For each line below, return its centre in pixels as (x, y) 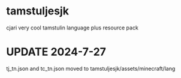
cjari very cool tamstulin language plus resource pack (73, 28)
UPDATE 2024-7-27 (56, 52)
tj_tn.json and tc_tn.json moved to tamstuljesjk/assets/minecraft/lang (91, 68)
